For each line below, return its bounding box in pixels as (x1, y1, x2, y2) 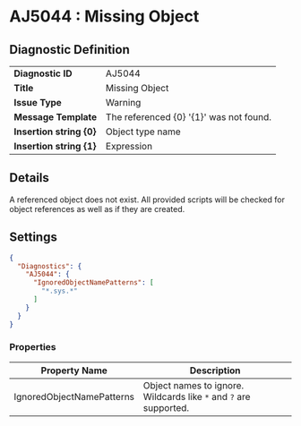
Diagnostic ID (13, 67, 73, 80)
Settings (9, 230, 58, 245)
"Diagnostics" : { (17, 261, 82, 270)
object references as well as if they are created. (9, 203, 185, 214)
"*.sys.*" (41, 286, 78, 296)
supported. (142, 401, 190, 413)
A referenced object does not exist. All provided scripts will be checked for (9, 194, 285, 205)
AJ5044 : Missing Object (9, 6, 200, 27)
